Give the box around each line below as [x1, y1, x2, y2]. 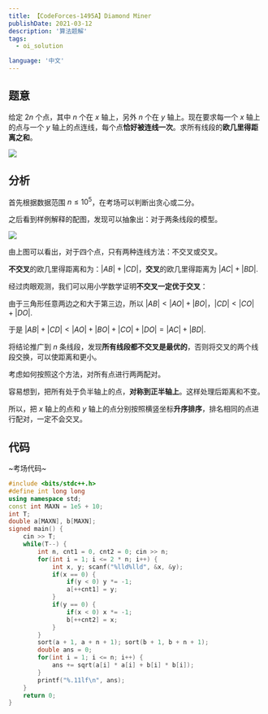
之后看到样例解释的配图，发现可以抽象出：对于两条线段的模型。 [8, 215, 222, 224]
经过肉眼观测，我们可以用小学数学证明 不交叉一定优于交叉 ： [8, 281, 208, 291]
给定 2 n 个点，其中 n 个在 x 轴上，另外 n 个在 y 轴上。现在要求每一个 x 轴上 [8, 111, 261, 122]
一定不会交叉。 [36, 414, 87, 424]
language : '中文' [8, 57, 65, 65]
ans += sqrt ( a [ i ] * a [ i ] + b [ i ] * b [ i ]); [51, 661, 195, 669]
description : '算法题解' [8, 27, 88, 35]
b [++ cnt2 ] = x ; [66, 616, 118, 624]
